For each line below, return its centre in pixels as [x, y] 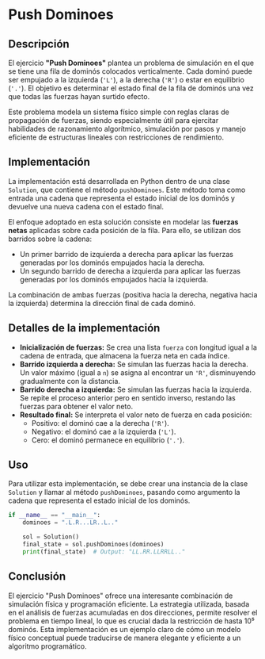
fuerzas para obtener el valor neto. [76, 406]
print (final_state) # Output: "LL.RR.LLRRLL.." [104, 552]
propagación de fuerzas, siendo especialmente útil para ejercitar [114, 120]
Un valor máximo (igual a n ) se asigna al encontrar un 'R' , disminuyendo [137, 372]
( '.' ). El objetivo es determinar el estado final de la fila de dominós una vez [131, 88]
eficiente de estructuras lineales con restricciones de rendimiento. [116, 137]
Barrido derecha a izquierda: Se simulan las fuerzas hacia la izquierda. [135, 389]
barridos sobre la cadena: [50, 239]
